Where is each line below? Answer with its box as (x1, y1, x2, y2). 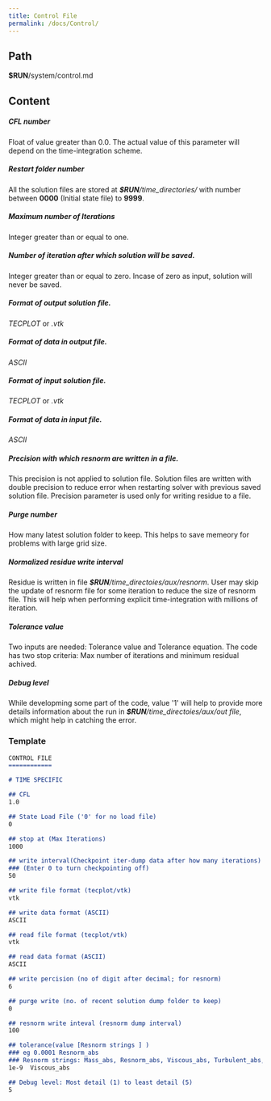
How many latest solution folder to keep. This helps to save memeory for (8, 530, 250, 540)
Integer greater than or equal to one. (8, 232, 129, 242)
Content (8, 94, 51, 108)
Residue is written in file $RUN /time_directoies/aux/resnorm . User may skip (8, 577, 260, 587)
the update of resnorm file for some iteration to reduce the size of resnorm (8, 586, 256, 596)
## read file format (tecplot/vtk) (8, 930, 128, 939)
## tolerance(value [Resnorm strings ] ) (8, 1041, 150, 1049)
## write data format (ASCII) (8, 909, 110, 917)
